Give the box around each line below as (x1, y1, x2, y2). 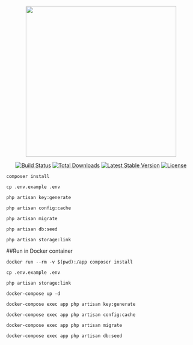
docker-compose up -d (6, 291, 61, 297)
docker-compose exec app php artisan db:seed (6, 333, 122, 339)
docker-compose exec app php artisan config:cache (6, 312, 136, 318)
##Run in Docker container (6, 247, 73, 255)
